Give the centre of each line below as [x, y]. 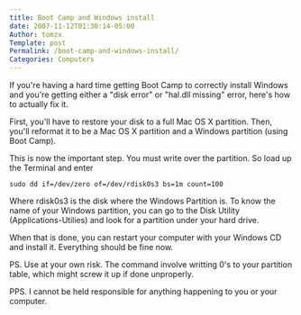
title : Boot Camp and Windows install [82, 18]
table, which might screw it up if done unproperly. [101, 274]
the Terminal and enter [51, 168]
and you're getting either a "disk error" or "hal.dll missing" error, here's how [150, 94]
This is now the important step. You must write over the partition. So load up [150, 158]
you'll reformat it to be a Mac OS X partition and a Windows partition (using [149, 131]
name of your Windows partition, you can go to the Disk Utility [125, 211]
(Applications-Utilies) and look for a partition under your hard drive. [134, 220]
